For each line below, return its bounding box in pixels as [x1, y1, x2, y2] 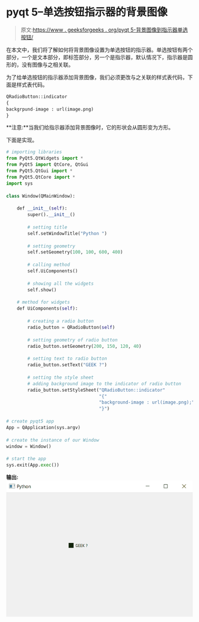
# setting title [27, 224, 68, 230]
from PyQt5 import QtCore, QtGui [6, 161, 89, 168]
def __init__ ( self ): [17, 205, 68, 211]
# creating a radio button [27, 318, 94, 324]
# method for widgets [17, 299, 70, 306]
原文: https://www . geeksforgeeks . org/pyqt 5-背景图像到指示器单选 [20, 26, 188, 33]
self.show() [27, 287, 57, 293]
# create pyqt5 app [6, 418, 54, 424]
